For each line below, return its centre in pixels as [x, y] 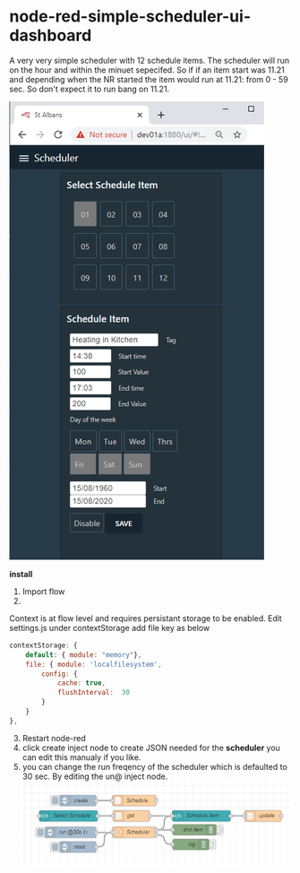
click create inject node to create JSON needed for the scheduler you [151, 748]
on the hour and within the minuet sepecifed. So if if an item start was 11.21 [147, 70]
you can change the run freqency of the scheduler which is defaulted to [155, 766]
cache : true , [81, 683]
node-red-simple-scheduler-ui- [130, 17]
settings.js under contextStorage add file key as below [110, 627]
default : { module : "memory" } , [84, 655]
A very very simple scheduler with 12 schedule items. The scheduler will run [150, 60]
